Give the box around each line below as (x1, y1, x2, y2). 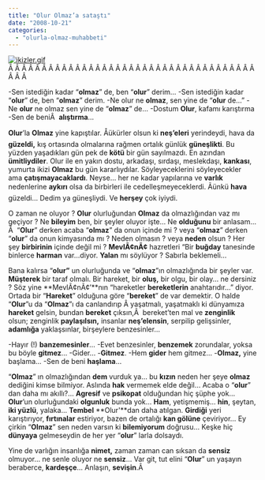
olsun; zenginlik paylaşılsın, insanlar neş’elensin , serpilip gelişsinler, (8, 317, 231, 326)
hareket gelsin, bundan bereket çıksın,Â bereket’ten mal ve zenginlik (8, 308, 236, 317)
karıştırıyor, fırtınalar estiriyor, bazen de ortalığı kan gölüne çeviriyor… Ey (8, 414, 247, 423)
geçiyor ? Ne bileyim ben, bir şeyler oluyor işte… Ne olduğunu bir (8, 217, 222, 227)
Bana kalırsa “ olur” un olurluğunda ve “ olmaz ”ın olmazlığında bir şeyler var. (8, 266, 254, 276)
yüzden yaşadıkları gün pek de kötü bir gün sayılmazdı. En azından (8, 148, 226, 158)
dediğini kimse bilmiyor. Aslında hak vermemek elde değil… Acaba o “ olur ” (8, 381, 251, 390)
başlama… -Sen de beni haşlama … (8, 357, 122, 366)
